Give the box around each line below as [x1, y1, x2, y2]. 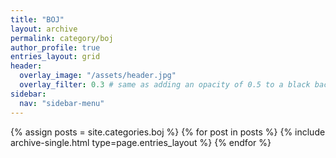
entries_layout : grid [10, 52, 101, 62]
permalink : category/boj [10, 33, 114, 43]
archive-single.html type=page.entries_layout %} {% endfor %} [10, 136, 272, 148]
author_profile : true [10, 42, 101, 53]
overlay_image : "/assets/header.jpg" [19, 71, 177, 81]
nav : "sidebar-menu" [19, 98, 105, 108]
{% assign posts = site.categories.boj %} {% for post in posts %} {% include [10, 126, 326, 138]
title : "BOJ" [10, 14, 65, 25]
